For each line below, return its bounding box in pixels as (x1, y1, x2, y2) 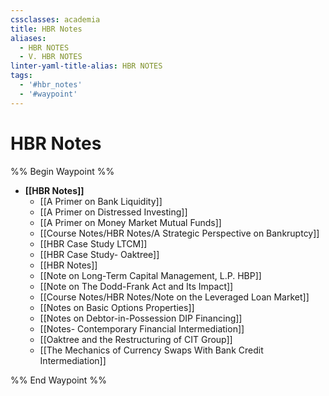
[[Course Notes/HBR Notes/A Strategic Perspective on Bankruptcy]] (39, 227, 320, 239)
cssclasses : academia (10, 14, 101, 25)
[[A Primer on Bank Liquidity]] (39, 195, 163, 207)
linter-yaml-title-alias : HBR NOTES (10, 61, 163, 71)
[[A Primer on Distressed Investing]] (39, 206, 188, 218)
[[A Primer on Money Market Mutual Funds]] (39, 216, 222, 228)
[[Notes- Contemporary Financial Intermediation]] (39, 322, 245, 335)
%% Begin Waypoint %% (10, 165, 115, 177)
